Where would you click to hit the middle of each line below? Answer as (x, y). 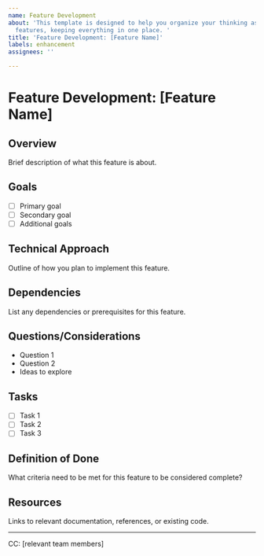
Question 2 (37, 363)
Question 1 (37, 355)
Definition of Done (54, 458)
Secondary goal (45, 215)
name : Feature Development (52, 15)
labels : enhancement (42, 45)
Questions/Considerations (75, 336)
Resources (35, 502)
